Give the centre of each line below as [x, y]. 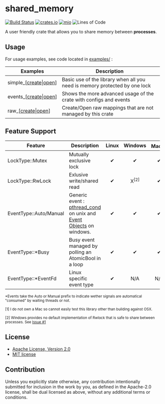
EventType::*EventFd [32, 278]
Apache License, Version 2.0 [41, 349]
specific [78, 278]
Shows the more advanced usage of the [108, 93]
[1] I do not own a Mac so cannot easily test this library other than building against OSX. [79, 309]
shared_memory [39, 9]
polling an [80, 252]
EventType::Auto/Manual [36, 213]
